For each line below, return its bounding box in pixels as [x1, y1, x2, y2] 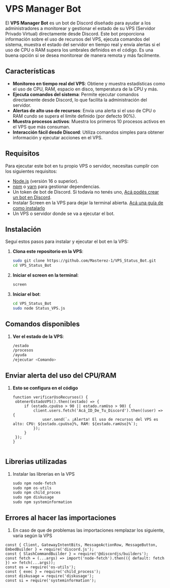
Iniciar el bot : [12, 291, 41, 297]
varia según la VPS [12, 532, 52, 539]
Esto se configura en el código [12, 385, 78, 391]
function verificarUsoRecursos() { [12, 394, 88, 399]
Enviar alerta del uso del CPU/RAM [5, 372, 117, 380]
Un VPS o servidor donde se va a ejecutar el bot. [12, 210, 115, 216]
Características [5, 67, 55, 76]
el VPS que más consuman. [12, 123, 70, 130]
